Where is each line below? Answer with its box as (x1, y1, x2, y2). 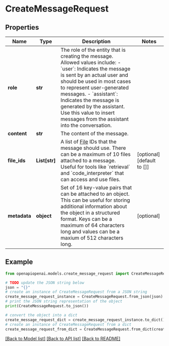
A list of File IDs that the (60, 138, 117, 145)
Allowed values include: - (60, 59, 121, 66)
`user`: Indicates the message (60, 65, 131, 72)
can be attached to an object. (60, 191, 130, 197)
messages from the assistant (60, 116, 129, 122)
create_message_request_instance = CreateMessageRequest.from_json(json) (5, 294, 163, 299)
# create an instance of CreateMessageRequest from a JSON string (5, 290, 147, 295)
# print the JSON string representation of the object (5, 299, 123, 304)
